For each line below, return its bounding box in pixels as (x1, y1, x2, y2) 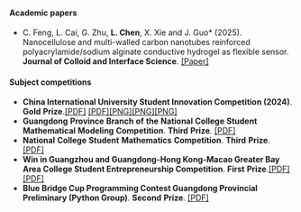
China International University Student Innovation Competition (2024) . (22, 97, 293, 107)
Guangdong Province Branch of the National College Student (22, 115, 258, 126)
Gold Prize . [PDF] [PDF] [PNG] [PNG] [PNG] (22, 106, 178, 117)
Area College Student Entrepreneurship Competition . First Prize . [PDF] (22, 163, 290, 175)
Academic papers (9, 7, 78, 18)
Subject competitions (9, 77, 92, 88)
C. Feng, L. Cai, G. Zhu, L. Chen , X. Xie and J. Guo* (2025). (22, 27, 242, 38)
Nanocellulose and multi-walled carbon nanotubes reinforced (22, 37, 251, 48)
